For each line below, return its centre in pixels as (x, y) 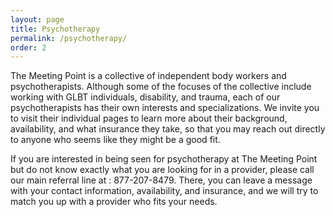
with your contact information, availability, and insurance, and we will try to (164, 191)
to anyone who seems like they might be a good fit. (115, 140)
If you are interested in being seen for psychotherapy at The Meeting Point (164, 159)
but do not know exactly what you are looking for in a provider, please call (162, 170)
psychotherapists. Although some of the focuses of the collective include (161, 87)
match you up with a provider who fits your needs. (114, 202)
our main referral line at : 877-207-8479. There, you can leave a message (161, 180)
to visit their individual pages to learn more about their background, (149, 118)
